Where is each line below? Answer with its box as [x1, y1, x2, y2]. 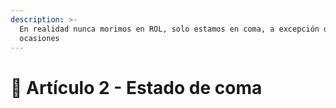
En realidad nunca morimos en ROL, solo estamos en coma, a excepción [19, 24, 320, 34]
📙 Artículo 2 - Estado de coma [10, 76, 263, 99]
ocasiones [19, 33, 60, 43]
